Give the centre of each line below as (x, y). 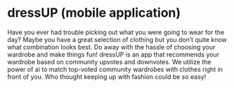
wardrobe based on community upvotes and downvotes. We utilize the (109, 61)
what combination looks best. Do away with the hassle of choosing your (111, 47)
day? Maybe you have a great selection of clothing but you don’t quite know (117, 39)
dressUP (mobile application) (94, 13)
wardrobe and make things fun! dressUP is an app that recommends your (113, 54)
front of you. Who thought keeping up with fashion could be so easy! (107, 76)
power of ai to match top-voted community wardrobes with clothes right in (115, 69)
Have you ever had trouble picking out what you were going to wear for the (116, 32)
